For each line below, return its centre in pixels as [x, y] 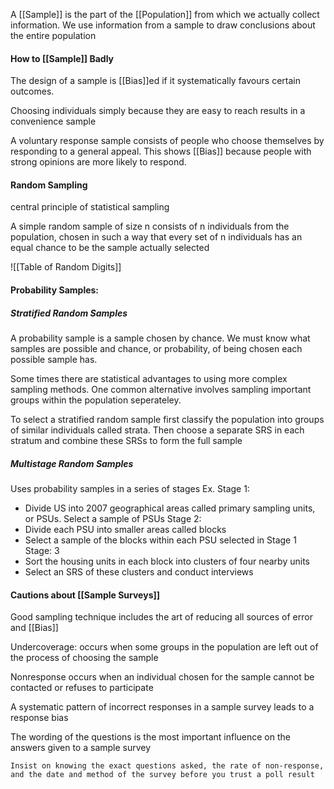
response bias [39, 718]
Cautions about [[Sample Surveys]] [85, 595]
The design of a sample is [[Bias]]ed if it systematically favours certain [155, 81]
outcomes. [32, 91]
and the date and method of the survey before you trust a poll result [162, 775]
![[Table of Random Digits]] [66, 267]
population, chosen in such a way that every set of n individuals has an [156, 237]
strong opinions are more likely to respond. [98, 162]
